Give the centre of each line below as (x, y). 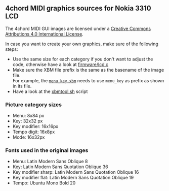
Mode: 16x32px (29, 137)
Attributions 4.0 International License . (44, 34)
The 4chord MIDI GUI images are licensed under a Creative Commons (78, 28)
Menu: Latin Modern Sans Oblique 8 (50, 162)
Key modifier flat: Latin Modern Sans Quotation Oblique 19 (73, 178)
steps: (12, 49)
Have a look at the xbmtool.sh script (50, 91)
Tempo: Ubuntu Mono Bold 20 (44, 183)
